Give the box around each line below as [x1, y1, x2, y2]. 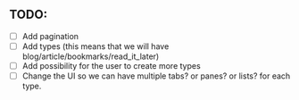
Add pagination [21, 30, 79, 41]
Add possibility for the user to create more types [21, 60, 201, 71]
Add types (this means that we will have [21, 40, 170, 52]
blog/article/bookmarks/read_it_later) [21, 51, 160, 62]
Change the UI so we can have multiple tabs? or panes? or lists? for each [21, 71, 291, 81]
